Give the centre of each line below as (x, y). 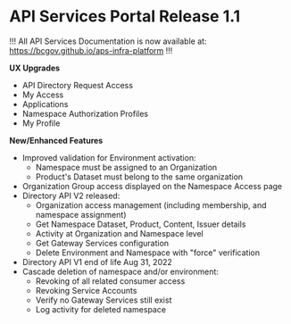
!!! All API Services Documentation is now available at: (108, 41)
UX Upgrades (35, 68)
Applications (45, 104)
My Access (43, 95)
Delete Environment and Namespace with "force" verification (148, 253)
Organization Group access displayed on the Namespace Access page (152, 186)
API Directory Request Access (78, 85)
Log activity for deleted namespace (101, 309)
